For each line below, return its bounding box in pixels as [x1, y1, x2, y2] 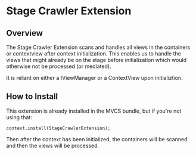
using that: [6, 113, 33, 120]
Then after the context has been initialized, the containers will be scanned [6, 135, 188, 142]
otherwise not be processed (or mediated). [6, 63, 111, 70]
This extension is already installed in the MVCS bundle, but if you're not [6, 107, 182, 114]
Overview [6, 28, 43, 38]
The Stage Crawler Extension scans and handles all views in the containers [6, 44, 191, 51]
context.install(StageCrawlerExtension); [6, 125, 111, 131]
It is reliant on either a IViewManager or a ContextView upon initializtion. [6, 75, 183, 81]
